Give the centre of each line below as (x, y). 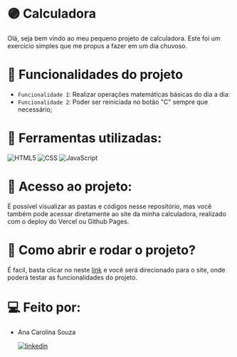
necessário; (35, 109)
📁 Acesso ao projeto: (70, 186)
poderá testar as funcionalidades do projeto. (72, 277)
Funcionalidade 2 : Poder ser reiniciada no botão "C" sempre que (113, 102)
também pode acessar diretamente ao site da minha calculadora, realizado (117, 213)
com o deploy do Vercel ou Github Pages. (68, 221)
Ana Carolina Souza (47, 332)
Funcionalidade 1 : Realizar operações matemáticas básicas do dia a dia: (124, 94)
